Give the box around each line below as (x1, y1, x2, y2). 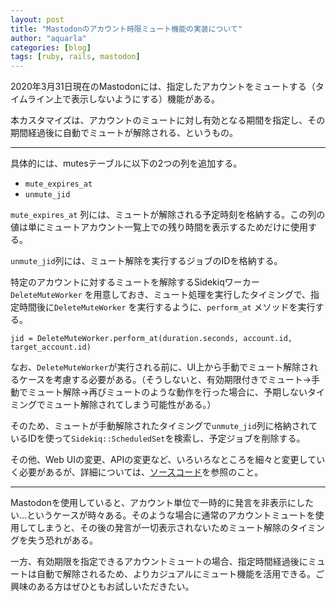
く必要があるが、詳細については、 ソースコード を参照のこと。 (10, 466, 264, 478)
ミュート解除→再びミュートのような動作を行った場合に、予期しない (27, 386, 308, 398)
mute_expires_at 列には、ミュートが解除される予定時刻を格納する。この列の (10, 209, 326, 221)
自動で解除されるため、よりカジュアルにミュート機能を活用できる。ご (36, 568, 325, 580)
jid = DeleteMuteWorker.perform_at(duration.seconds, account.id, (10, 334, 293, 344)
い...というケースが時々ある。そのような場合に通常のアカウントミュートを (10, 509, 316, 521)
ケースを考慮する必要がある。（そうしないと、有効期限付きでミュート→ (18, 374, 312, 386)
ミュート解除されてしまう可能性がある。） (44, 399, 217, 411)
